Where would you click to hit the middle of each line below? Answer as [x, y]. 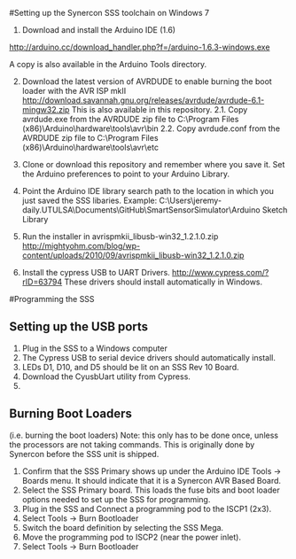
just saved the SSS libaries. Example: [90, 200]
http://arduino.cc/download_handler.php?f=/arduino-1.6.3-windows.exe [140, 47]
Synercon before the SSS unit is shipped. [84, 454]
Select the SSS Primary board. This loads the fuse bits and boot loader [151, 490]
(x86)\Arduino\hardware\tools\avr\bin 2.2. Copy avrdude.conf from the [151, 128]
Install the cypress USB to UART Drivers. [96, 272]
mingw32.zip [46, 109]
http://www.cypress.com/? [220, 272]
